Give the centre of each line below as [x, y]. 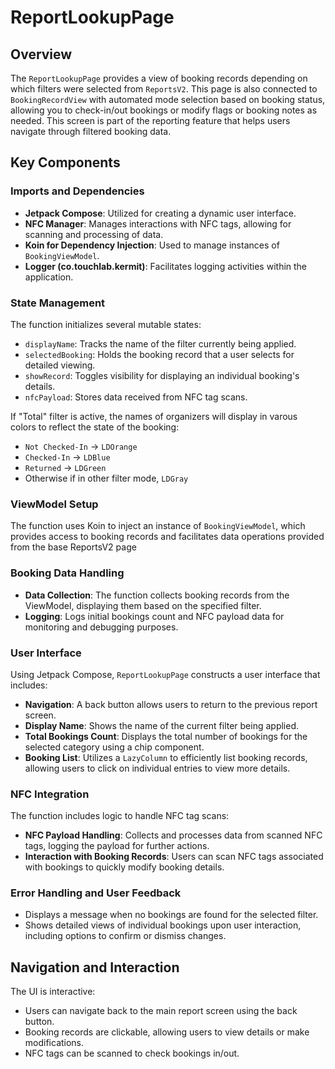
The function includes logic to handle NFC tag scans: [120, 816]
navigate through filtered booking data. [91, 131]
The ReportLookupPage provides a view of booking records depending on [159, 78]
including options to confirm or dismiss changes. [125, 936]
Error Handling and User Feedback [96, 893]
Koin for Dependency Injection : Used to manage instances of [152, 245]
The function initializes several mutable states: [106, 324]
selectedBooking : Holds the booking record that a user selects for [159, 354]
